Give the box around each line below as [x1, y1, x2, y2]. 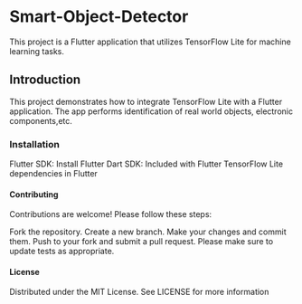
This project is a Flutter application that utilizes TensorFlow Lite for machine [9, 36, 291, 47]
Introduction [9, 72, 81, 88]
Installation [9, 138, 61, 150]
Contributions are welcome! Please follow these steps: [9, 209, 212, 220]
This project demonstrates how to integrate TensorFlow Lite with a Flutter [9, 96, 283, 107]
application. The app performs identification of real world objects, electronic [9, 106, 294, 117]
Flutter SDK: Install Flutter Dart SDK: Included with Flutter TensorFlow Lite [9, 158, 283, 169]
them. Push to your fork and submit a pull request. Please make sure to [9, 236, 274, 247]
